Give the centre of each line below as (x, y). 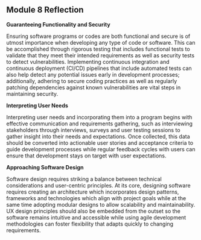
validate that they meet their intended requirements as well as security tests (101, 55)
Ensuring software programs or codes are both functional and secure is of (98, 36)
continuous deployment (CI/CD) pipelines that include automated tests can (99, 68)
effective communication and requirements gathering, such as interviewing (100, 124)
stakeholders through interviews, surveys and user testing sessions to (93, 130)
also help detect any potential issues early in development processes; (93, 74)
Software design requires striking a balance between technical (84, 179)
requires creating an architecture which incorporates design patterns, (93, 192)
